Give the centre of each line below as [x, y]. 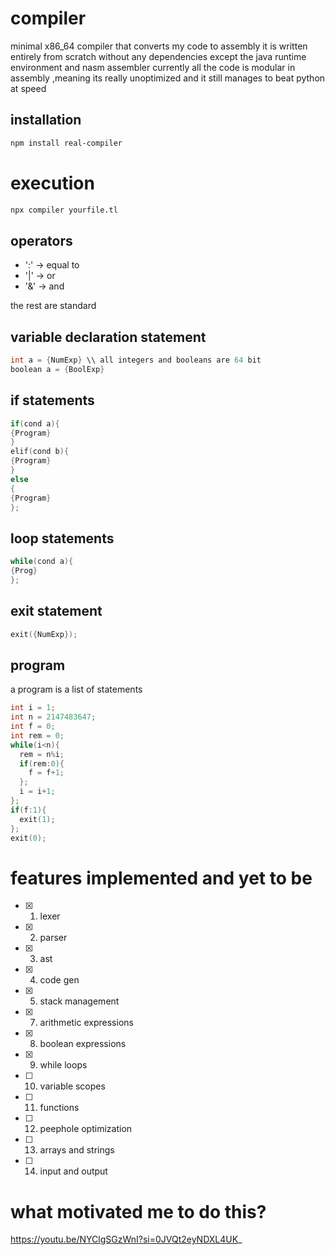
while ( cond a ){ [42, 562]
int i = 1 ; [33, 708]
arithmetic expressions [86, 1023]
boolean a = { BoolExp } [57, 369]
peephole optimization [86, 1129]
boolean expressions [83, 1044]
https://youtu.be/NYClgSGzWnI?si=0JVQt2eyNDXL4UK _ [126, 1239]
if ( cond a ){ [35, 423]
